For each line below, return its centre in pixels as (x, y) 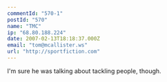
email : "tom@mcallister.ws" (48, 45)
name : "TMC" (24, 26)
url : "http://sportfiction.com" (53, 52)
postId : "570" (28, 20)
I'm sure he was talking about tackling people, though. (84, 71)
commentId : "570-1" (35, 13)
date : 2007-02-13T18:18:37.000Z (53, 39)
